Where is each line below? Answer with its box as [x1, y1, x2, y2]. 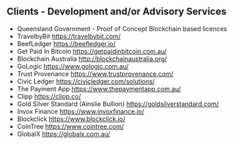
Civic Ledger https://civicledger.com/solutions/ [16, 77, 155, 86]
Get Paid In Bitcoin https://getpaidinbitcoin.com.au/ [16, 47, 167, 55]
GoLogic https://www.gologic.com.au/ [16, 62, 129, 70]
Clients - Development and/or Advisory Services [6, 6, 227, 18]
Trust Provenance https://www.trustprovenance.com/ [16, 69, 174, 78]
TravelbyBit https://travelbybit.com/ [16, 32, 122, 40]
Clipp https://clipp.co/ [16, 92, 81, 100]
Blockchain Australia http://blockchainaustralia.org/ [16, 54, 168, 63]
